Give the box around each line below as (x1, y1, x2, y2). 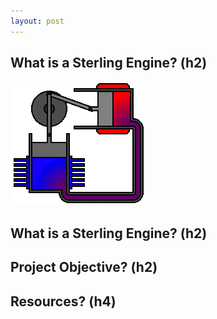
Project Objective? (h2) (10, 259, 158, 276)
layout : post (10, 16, 65, 26)
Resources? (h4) (10, 293, 117, 310)
